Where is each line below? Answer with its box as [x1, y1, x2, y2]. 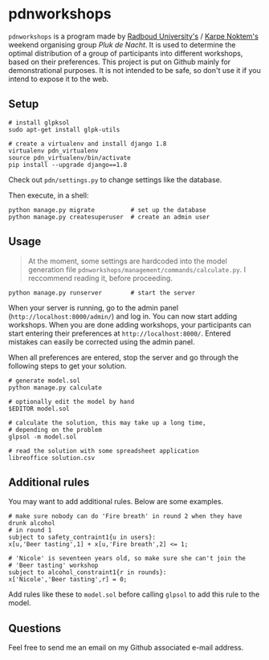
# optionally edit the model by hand [8, 397, 135, 405]
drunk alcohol [8, 519, 56, 528]
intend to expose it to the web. [8, 74, 109, 84]
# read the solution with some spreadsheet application [8, 446, 199, 454]
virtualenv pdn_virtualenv [8, 146, 99, 155]
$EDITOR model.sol [8, 405, 70, 413]
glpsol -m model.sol [8, 433, 78, 441]
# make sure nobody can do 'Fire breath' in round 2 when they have [8, 512, 243, 520]
